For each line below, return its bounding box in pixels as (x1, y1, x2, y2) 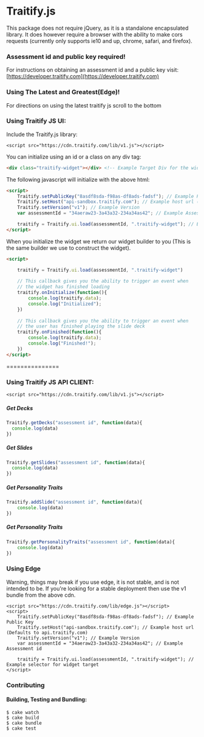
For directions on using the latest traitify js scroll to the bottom (6, 101, 162, 109)
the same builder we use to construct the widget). (6, 244, 131, 252)
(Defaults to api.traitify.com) (6, 629, 88, 636)
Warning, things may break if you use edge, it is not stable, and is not (6, 578, 179, 586)
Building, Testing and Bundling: (6, 696, 87, 703)
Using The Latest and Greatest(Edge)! (6, 88, 120, 97)
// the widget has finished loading (17, 284, 110, 290)
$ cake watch (6, 709, 39, 715)
